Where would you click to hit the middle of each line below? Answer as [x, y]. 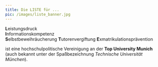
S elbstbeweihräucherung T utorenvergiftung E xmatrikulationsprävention [79, 39]
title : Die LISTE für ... [32, 10]
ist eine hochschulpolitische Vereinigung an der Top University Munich [79, 49]
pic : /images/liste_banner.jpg [38, 14]
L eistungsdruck [21, 28]
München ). [16, 59]
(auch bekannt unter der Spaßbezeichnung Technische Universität [74, 54]
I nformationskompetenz [30, 34]
